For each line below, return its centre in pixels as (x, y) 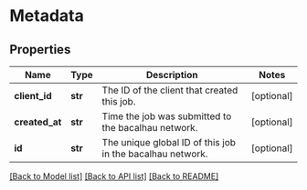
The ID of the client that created (170, 90)
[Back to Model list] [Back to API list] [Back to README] (114, 176)
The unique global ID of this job (169, 142)
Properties (40, 50)
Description (172, 75)
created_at (38, 122)
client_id (33, 96)
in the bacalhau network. (155, 154)
